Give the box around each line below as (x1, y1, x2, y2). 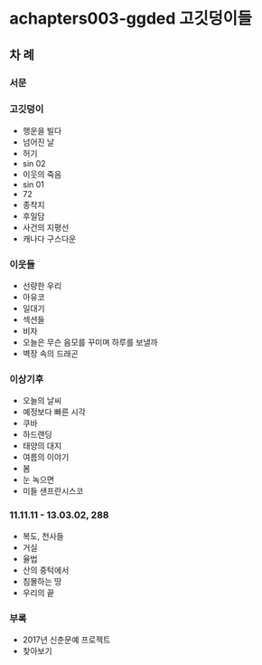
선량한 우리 (22, 280, 62, 291)
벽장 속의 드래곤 (22, 348, 79, 359)
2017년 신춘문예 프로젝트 (22, 634, 111, 645)
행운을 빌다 (22, 125, 62, 136)
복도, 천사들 (22, 530, 65, 541)
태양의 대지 (22, 441, 62, 451)
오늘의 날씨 (22, 395, 62, 406)
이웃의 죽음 (22, 168, 62, 179)
